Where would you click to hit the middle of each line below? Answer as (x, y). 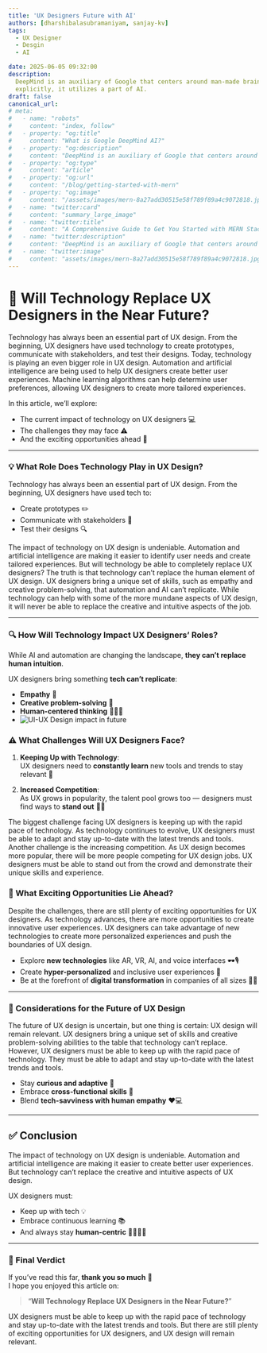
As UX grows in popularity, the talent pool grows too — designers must (136, 798)
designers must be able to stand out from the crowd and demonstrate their (130, 864)
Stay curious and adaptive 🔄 (67, 1083)
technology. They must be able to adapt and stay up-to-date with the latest (131, 1059)
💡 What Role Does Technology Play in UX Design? (106, 467)
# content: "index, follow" (62, 126)
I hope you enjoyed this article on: (64, 1286)
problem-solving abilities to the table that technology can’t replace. (118, 1042)
